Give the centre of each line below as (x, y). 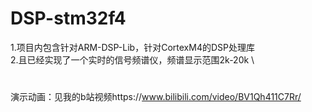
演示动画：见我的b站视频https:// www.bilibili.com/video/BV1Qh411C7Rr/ (156, 97)
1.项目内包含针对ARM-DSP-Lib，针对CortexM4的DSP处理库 (132, 47)
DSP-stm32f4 (68, 18)
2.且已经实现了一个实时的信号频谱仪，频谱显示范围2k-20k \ (132, 59)
